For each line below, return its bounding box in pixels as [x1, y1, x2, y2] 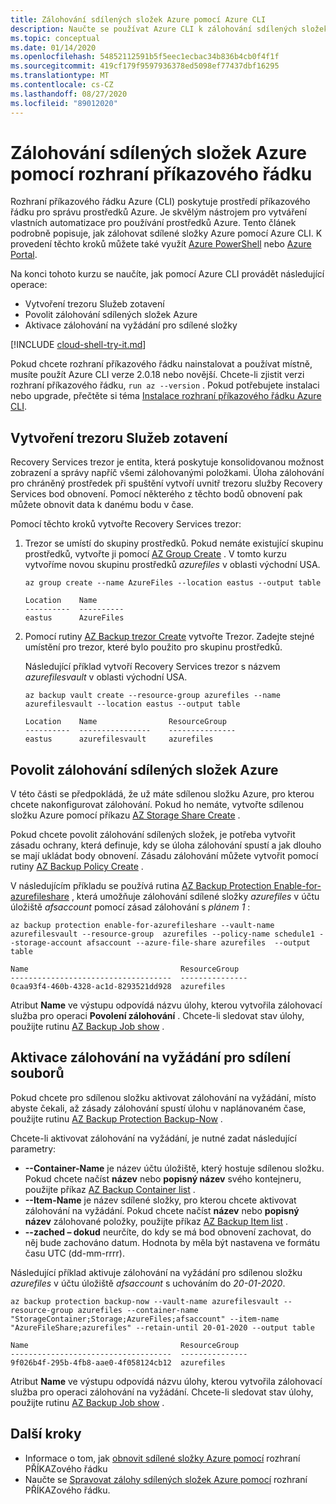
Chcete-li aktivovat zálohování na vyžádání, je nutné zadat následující [10, 1132, 297, 1144]
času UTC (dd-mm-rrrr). [24, 1247, 125, 1259]
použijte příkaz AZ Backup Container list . [24, 1183, 196, 1195]
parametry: [10, 1142, 57, 1155]
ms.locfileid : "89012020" [10, 98, 118, 108]
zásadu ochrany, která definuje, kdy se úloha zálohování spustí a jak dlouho [10, 839, 322, 851]
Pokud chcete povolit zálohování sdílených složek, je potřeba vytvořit [10, 829, 296, 841]
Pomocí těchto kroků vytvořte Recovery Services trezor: [10, 518, 242, 530]
